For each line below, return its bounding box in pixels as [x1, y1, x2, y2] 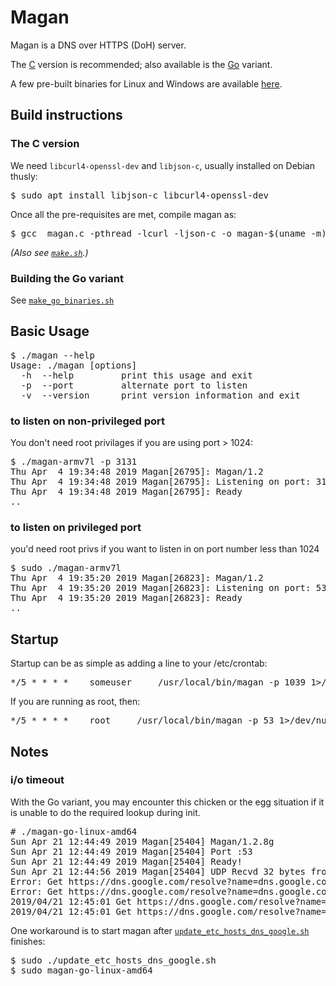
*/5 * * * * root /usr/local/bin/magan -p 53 [10, 715, 275, 726]
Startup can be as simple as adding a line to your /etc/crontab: [10, 657, 268, 670]
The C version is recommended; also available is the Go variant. [10, 58, 273, 70]
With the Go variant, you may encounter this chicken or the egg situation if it [10, 796, 325, 808]
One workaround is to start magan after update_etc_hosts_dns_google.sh [10, 924, 310, 936]
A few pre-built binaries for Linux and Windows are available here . [10, 77, 283, 90]
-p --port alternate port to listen [20, 379, 248, 391]
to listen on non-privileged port [10, 414, 166, 428]
